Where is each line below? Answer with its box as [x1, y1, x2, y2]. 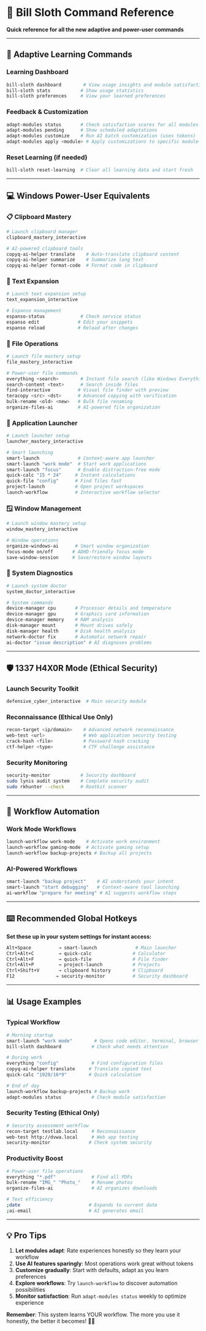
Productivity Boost [6, 1154, 63, 1163]
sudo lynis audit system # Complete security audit [6, 778, 150, 784]
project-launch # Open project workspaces [6, 484, 144, 490]
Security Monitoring [6, 758, 67, 767]
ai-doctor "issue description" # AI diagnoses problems [6, 639, 152, 646]
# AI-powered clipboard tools [6, 245, 84, 251]
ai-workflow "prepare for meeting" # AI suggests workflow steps [6, 890, 177, 896]
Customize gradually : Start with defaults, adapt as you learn [15, 1266, 169, 1273]
